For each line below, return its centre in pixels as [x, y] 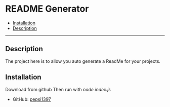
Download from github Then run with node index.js [58, 89]
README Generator [47, 9]
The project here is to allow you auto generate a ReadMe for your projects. [83, 61]
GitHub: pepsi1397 [32, 99]
